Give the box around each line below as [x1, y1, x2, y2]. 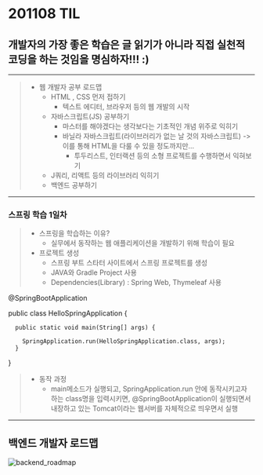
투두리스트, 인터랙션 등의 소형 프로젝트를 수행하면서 [74, 151, 231, 160]
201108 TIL [8, 5, 81, 23]
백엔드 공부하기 [50, 181, 98, 189]
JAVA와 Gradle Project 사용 [50, 268, 137, 277]
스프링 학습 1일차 [8, 209, 68, 220]
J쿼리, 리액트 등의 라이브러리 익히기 [50, 170, 160, 180]
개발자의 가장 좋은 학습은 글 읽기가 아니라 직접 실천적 [8, 38, 246, 51]
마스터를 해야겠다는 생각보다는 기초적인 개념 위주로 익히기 [62, 122, 239, 130]
